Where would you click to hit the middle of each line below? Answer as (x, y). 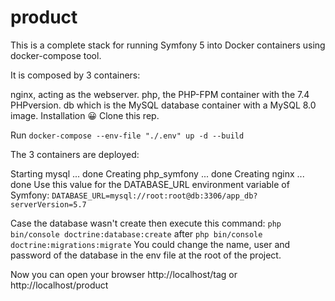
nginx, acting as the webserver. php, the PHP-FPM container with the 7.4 (160, 94)
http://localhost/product (59, 285)
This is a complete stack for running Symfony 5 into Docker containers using (168, 45)
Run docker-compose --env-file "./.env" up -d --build (127, 135)
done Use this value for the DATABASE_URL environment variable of (150, 184)
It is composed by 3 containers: (75, 75)
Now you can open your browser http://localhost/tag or (124, 274)
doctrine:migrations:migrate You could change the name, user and (150, 244)
